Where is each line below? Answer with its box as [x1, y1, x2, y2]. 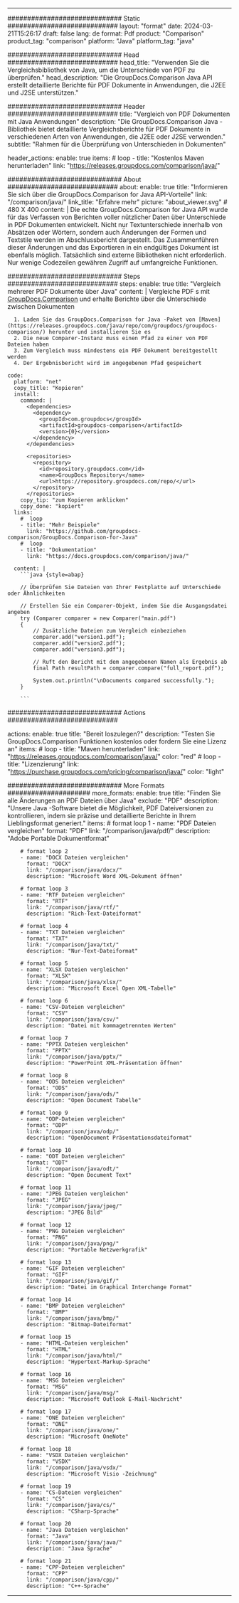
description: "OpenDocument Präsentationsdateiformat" [26, 1134, 193, 1141]
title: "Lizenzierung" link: [7, 760, 80, 768]
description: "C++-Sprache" [26, 1582, 110, 1589]
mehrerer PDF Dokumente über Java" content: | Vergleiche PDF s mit [7, 287, 210, 295]
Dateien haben [7, 341, 50, 348]
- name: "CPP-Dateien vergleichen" [20, 1564, 126, 1571]
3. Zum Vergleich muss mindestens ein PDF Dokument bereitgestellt [14, 347, 218, 354]
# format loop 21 [20, 1557, 72, 1565]
